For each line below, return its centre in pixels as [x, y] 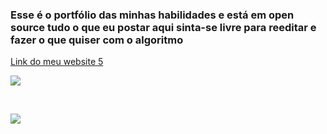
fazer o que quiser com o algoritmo [97, 40]
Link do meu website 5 [57, 62]
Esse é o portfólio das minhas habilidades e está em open [152, 15]
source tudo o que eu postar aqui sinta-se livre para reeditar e [163, 27]
